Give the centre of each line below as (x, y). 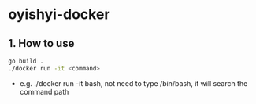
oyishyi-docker (59, 14)
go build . (26, 61)
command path (44, 91)
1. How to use (41, 43)
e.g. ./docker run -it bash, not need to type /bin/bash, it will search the (134, 83)
